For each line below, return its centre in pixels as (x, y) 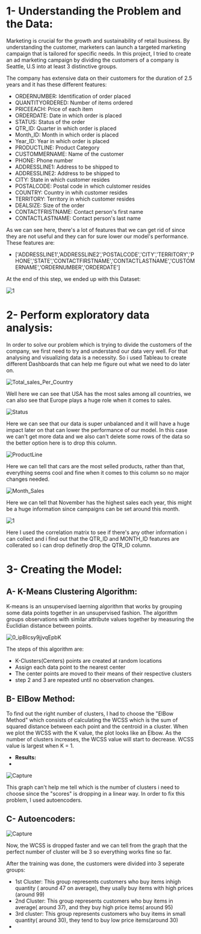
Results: (26, 757)
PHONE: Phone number (44, 160)
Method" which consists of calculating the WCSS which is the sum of (92, 720)
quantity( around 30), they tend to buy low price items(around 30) (97, 920)
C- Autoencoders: (41, 819)
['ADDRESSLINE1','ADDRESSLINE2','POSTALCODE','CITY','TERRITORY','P (104, 254)
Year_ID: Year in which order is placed (62, 141)
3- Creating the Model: (64, 570)
